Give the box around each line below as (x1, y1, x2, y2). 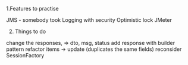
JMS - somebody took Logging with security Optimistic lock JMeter (6, 17, 173, 23)
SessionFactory (6, 52, 45, 58)
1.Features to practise (6, 5, 59, 12)
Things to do (14, 28, 46, 35)
